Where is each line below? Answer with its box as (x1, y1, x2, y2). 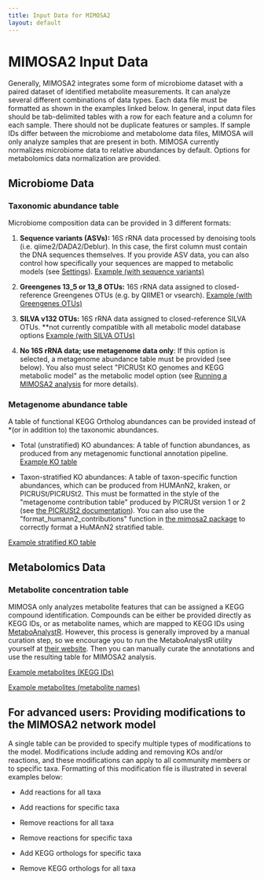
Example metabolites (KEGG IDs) (8, 668, 114, 677)
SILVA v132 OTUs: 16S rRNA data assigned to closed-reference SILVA (19, 314, 247, 323)
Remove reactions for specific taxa (19, 833, 133, 842)
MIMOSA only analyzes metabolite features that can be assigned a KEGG (8, 603, 245, 612)
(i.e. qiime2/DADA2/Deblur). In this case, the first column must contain (19, 241, 247, 252)
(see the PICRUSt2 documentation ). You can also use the (19, 506, 205, 515)
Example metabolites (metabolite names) (8, 683, 141, 692)
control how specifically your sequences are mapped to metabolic (19, 259, 234, 268)
